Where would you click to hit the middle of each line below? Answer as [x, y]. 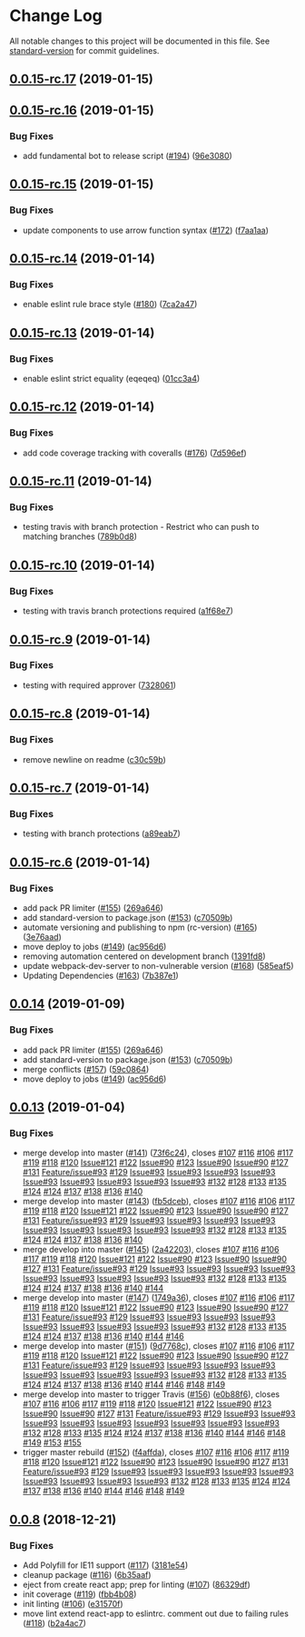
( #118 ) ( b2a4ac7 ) [54, 1622]
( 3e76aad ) [42, 936]
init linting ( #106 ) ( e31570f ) [73, 1603]
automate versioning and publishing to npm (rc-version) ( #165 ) [140, 927]
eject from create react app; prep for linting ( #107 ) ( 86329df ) [137, 1584]
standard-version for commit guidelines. [84, 50]
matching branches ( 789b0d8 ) [80, 536]
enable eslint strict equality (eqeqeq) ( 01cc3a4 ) [111, 379]
